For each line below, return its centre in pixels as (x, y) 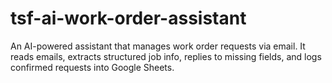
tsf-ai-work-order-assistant (128, 18)
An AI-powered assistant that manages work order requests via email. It (158, 46)
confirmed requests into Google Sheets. (92, 67)
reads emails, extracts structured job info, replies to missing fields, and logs (166, 56)
